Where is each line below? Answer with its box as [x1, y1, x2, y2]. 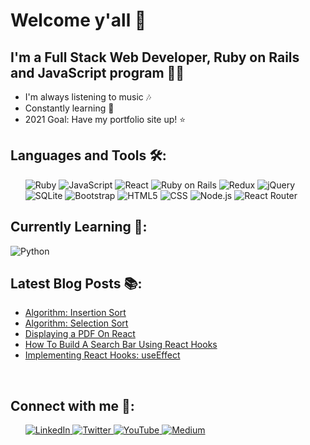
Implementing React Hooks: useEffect [24, 349, 181, 361]
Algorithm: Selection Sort [24, 317, 129, 329]
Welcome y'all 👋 [10, 9, 147, 32]
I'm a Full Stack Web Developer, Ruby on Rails [10, 49, 300, 66]
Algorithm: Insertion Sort [24, 307, 127, 319]
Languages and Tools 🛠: [10, 147, 167, 164]
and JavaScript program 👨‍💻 [10, 64, 185, 81]
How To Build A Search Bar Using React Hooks [24, 339, 218, 351]
